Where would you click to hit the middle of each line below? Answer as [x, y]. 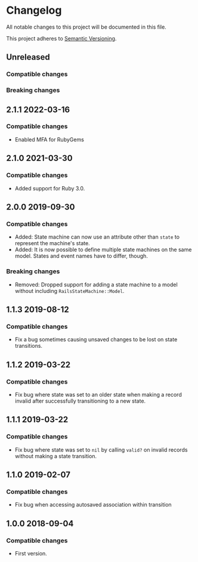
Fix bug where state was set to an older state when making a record [98, 394]
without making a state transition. [56, 456]
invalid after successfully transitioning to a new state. [80, 401]
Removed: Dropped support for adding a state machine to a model [96, 285]
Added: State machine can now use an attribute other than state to [97, 237]
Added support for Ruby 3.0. [50, 188]
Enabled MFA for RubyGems [49, 139]
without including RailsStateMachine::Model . [69, 291]
